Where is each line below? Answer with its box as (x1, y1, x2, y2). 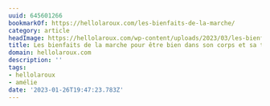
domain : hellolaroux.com (8, 49, 92, 57)
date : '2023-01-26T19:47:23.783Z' (8, 85, 125, 94)
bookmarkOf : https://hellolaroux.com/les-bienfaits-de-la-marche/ (8, 19, 235, 27)
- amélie (8, 78, 38, 86)
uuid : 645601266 (8, 11, 63, 20)
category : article (8, 26, 70, 34)
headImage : (8, 33, 45, 42)
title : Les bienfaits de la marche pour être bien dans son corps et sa (8, 41, 257, 49)
